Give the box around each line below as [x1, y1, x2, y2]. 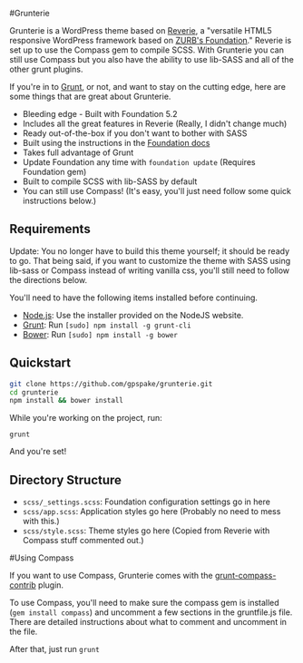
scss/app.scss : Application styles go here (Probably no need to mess [22, 506, 281, 517]
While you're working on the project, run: [9, 413, 163, 424]
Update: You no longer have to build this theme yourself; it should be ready [9, 245, 290, 257]
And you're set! [9, 446, 67, 457]
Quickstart [9, 356, 72, 371]
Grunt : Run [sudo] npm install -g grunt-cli [22, 319, 192, 330]
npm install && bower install [9, 396, 124, 405]
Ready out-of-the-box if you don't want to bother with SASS [22, 128, 248, 139]
